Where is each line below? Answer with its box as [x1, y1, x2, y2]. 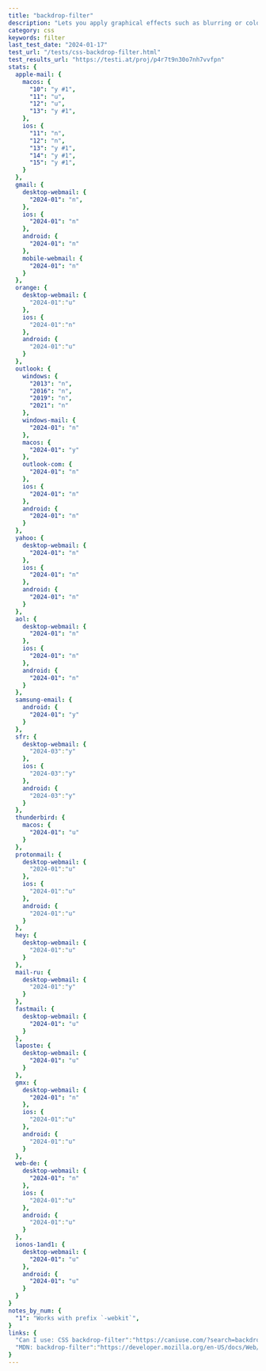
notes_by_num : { [8, 1307, 62, 1315]
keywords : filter [8, 33, 66, 42]
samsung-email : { [15, 696, 73, 704]
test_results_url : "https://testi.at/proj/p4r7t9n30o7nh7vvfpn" [8, 56, 225, 64]
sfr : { [15, 733, 37, 741]
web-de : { [15, 1160, 47, 1168]
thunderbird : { [15, 814, 66, 822]
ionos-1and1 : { [15, 1240, 66, 1248]
